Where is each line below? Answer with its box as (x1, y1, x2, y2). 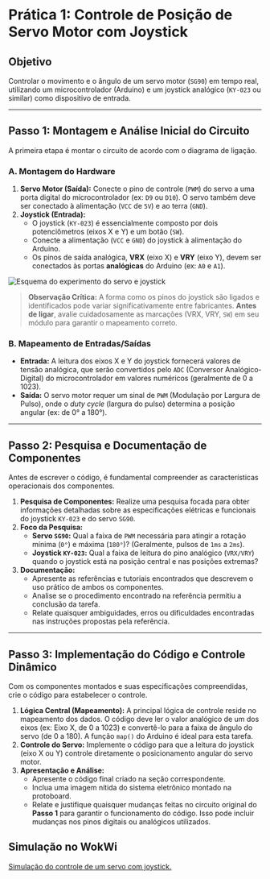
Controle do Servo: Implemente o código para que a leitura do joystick (19, 740, 255, 750)
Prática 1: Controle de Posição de (8, 6, 233, 24)
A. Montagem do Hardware (8, 165, 116, 176)
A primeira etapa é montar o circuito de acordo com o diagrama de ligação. (8, 145, 257, 155)
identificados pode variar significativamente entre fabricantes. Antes (27, 301, 257, 311)
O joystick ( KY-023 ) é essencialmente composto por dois (31, 218, 219, 228)
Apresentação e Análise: (19, 765, 104, 775)
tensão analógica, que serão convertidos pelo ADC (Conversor (19, 365, 223, 375)
